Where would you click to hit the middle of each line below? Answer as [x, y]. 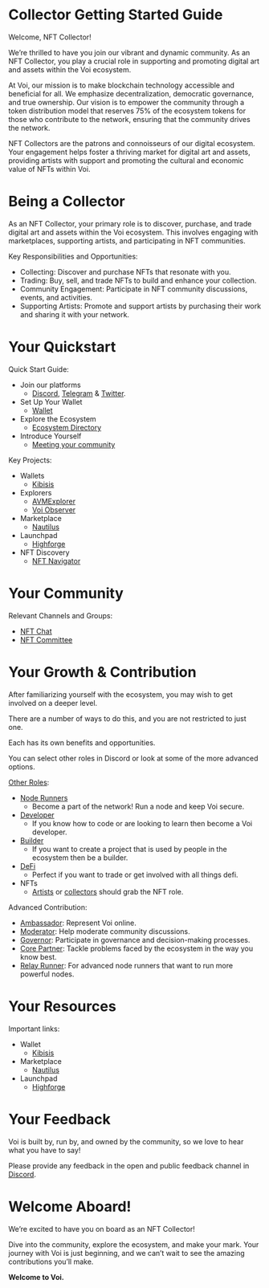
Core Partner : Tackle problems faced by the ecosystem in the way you [137, 948]
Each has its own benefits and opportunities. [82, 742]
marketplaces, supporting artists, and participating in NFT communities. [127, 240]
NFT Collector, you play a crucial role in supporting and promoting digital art [134, 61]
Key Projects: [30, 460]
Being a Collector [67, 202]
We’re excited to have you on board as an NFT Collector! [102, 1229]
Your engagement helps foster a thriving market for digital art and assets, [129, 152]
